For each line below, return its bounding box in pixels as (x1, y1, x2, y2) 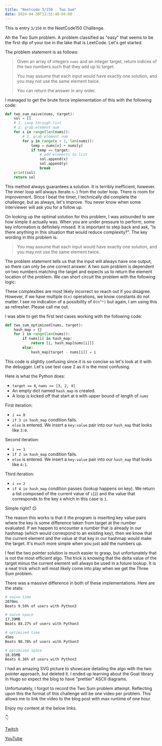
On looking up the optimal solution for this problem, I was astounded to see (5, 213, 155, 219)
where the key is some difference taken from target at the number (5, 520, 136, 525)
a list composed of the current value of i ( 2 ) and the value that (12, 490, 135, 496)
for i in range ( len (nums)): (14, 331, 70, 337)
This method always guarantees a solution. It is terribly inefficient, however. (5, 183, 156, 190)
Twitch (5, 726, 18, 732)
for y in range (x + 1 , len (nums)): (22, 139, 94, 143)
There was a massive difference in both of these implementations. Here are (5, 580, 155, 586)
